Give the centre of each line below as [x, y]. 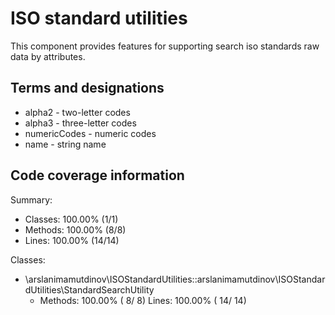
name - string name [65, 144]
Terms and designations [87, 88]
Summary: [31, 199]
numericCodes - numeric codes [90, 133]
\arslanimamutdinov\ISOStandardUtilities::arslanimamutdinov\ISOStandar [175, 279]
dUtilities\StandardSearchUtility [89, 289]
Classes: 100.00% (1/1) [71, 219]
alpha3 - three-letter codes [80, 123]
